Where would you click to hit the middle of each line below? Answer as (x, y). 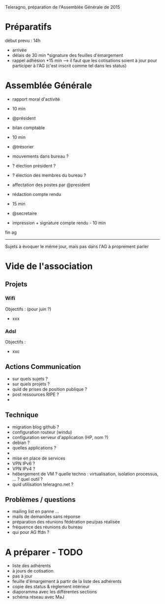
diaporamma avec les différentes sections (55, 592)
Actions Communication (43, 367)
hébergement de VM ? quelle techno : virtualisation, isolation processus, (85, 474)
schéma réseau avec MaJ (38, 597)
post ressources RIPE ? (36, 394)
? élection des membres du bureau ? (49, 175)
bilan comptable (28, 128)
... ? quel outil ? (27, 479)
